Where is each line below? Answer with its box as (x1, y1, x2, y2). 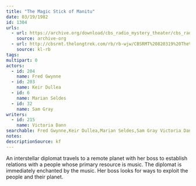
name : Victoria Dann (16, 122, 66, 128)
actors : (6, 62, 25, 69)
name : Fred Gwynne (16, 73, 61, 79)
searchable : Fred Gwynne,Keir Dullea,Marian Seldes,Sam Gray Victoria (6, 128, 181, 134)
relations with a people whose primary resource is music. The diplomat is (6, 161, 182, 168)
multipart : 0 (6, 57, 38, 63)
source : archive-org (16, 36, 66, 41)
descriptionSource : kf (6, 138, 61, 145)
